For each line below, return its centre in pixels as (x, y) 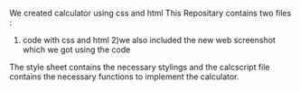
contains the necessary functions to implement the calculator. (124, 77)
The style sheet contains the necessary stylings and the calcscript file (140, 67)
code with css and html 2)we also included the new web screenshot (149, 40)
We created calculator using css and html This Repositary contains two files (150, 13)
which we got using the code (76, 50)
